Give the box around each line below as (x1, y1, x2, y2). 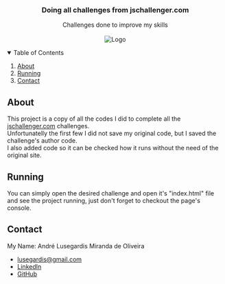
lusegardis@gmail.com (16, 255, 82, 263)
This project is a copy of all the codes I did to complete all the (7, 115, 181, 123)
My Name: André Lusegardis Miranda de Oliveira (7, 241, 145, 250)
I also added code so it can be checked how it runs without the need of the (7, 144, 219, 152)
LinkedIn (16, 262, 42, 270)
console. (7, 204, 32, 212)
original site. (7, 151, 43, 159)
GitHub (16, 270, 38, 278)
